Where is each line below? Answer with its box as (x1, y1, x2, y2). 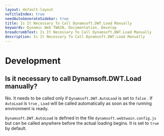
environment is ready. (5, 105, 49, 111)
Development (5, 56, 61, 66)
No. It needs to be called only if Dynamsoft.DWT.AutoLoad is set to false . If (5, 95, 153, 101)
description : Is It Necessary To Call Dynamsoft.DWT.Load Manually (5, 35, 145, 39)
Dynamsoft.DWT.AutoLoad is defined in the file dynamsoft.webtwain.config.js (5, 115, 157, 121)
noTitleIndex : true (5, 12, 45, 17)
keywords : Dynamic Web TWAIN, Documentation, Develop (5, 25, 117, 30)
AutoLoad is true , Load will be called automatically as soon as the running (5, 100, 152, 106)
